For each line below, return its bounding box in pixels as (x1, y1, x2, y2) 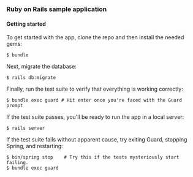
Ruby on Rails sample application (6, 5, 107, 13)
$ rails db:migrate (6, 75, 56, 81)
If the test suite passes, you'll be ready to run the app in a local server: (6, 113, 184, 121)
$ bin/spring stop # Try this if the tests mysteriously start (6, 154, 180, 160)
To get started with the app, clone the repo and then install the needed (6, 34, 184, 41)
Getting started (6, 20, 46, 28)
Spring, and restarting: (6, 143, 63, 150)
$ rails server (6, 125, 45, 132)
